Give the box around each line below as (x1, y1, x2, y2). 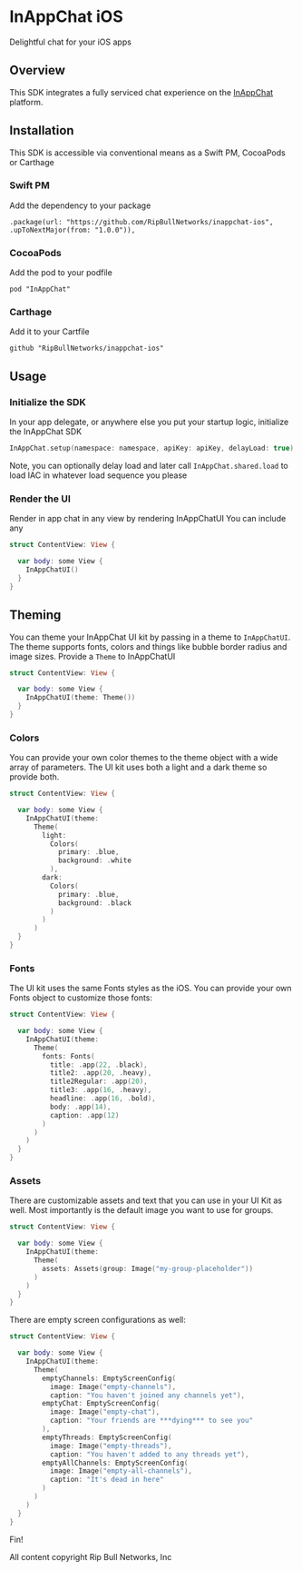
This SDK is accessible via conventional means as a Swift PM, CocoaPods (9, 147, 286, 158)
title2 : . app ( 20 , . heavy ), (49, 1069, 152, 1078)
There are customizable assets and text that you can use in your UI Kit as (9, 1195, 283, 1206)
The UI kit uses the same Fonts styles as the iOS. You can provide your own (9, 983, 292, 994)
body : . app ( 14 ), (49, 1102, 112, 1111)
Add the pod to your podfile (9, 267, 113, 278)
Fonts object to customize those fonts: (9, 992, 152, 1003)
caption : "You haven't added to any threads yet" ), (49, 1449, 249, 1459)
